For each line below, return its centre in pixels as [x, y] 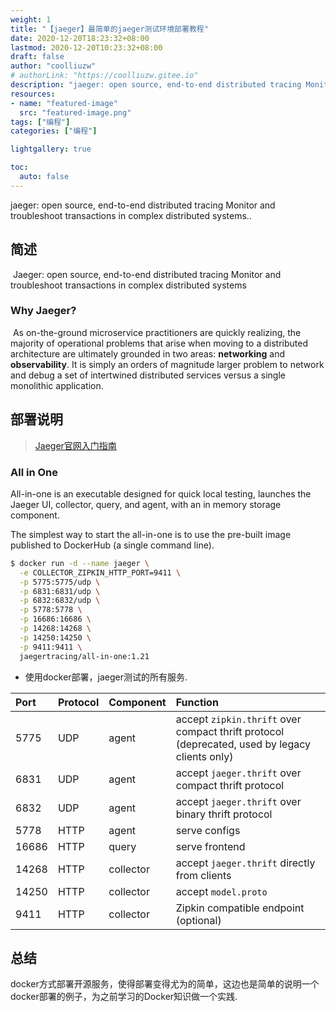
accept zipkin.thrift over [238, 719]
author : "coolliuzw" [53, 66]
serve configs [208, 830]
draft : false [37, 57]
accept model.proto [221, 891]
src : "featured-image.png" [75, 112]
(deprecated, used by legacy [243, 744]
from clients [203, 875]
